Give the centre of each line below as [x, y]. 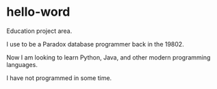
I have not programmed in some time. [59, 78]
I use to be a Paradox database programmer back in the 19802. [95, 44]
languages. [22, 64]
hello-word [38, 12]
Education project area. [39, 31]
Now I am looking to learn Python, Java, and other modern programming [108, 57]
